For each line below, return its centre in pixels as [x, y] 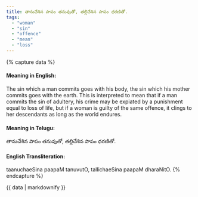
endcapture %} [25, 176]
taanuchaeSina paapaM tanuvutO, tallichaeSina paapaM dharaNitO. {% [93, 170]
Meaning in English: [31, 76]
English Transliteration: [36, 156]
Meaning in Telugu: [31, 128]
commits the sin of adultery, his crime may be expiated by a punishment [95, 101]
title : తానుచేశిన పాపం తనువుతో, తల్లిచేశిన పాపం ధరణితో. [67, 12]
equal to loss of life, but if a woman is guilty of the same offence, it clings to [99, 108]
